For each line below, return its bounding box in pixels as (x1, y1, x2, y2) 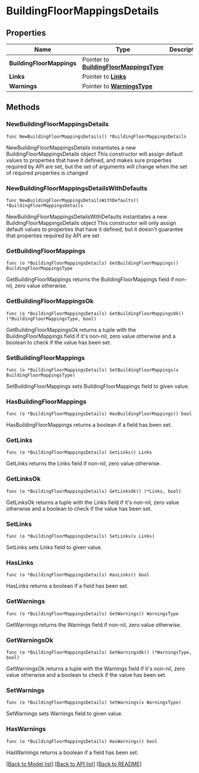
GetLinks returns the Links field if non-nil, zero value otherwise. (6, 460, 161, 467)
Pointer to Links (82, 72, 126, 81)
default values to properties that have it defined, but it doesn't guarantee (6, 226, 184, 233)
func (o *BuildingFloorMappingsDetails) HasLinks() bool (6, 572, 150, 578)
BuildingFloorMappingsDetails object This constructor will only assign (6, 219, 176, 226)
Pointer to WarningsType (82, 82, 153, 90)
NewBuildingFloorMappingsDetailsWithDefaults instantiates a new (6, 213, 168, 220)
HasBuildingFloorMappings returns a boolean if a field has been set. (6, 422, 172, 429)
